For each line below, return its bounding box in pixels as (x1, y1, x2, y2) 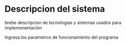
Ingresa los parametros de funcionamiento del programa (4, 34, 119, 40)
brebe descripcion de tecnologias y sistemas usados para (4, 20, 122, 25)
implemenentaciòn (4, 24, 42, 30)
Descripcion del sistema (4, 3, 105, 15)
